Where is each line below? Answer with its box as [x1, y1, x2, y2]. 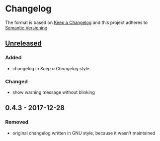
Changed [5, 78, 28, 85]
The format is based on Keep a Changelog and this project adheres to [5, 19, 148, 25]
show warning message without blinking [12, 89, 95, 95]
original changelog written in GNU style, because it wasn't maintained [12, 130, 156, 136]
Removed [5, 119, 29, 126]
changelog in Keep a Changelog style [12, 65, 89, 71]
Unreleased [5, 39, 42, 48]
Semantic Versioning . [5, 24, 49, 30]
